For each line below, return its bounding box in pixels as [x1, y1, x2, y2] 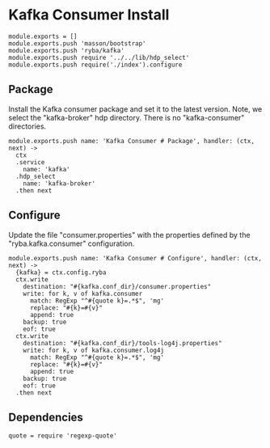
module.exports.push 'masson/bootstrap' [8, 39, 147, 48]
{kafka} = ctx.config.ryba [15, 268, 107, 277]
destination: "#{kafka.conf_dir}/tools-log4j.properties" [23, 339, 222, 347]
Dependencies [8, 410, 83, 424]
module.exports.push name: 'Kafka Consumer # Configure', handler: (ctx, [8, 254, 263, 262]
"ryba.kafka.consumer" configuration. [8, 239, 135, 248]
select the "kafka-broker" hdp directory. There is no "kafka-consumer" [8, 112, 245, 122]
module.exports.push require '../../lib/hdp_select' [8, 53, 190, 61]
